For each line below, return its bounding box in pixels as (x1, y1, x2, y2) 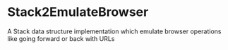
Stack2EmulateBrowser (7, 4, 149, 20)
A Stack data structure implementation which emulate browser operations (7, 27, 222, 35)
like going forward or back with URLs (7, 34, 115, 42)
